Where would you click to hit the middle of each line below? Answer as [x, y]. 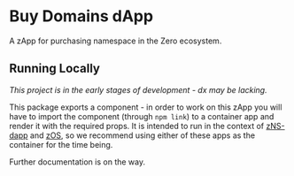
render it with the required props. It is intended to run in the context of [137, 126]
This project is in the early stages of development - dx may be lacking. [138, 89]
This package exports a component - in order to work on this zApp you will [146, 107]
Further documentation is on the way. [77, 162]
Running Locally [54, 69]
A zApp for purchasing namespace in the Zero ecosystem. [116, 41]
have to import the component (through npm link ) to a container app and [142, 116]
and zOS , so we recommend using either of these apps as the [142, 135]
